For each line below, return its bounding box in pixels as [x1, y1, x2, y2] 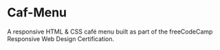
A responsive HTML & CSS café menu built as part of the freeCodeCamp [7, 27, 213, 36]
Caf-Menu [7, 5, 67, 21]
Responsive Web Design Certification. [7, 34, 115, 42]
